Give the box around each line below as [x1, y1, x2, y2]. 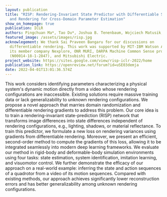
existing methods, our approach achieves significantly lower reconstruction [5, 176, 160, 182]
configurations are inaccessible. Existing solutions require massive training [5, 91, 158, 97]
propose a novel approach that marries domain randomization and [5, 102, 141, 108]
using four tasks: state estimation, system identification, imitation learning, [5, 155, 158, 160]
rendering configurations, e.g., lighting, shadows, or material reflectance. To [5, 123, 161, 129]
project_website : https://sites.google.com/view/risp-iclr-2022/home [5, 58, 153, 63]
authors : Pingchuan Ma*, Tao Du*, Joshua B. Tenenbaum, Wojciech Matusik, [5, 30, 164, 35]
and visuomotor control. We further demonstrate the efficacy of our [5, 160, 143, 166]
